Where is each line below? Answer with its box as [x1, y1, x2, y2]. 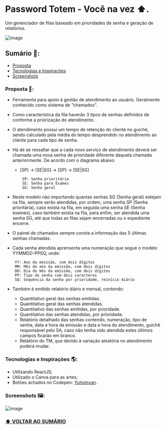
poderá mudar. [19, 343, 50, 349]
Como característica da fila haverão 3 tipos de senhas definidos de [12, 112, 150, 118]
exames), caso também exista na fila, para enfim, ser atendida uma [12, 210, 150, 216]
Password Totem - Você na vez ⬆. [5, 3, 150, 15]
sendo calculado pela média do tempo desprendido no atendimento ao [12, 132, 157, 138]
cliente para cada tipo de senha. [12, 137, 78, 143]
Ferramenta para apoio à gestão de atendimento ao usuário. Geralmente [12, 97, 160, 103]
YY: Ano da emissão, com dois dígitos [14, 260, 95, 265]
